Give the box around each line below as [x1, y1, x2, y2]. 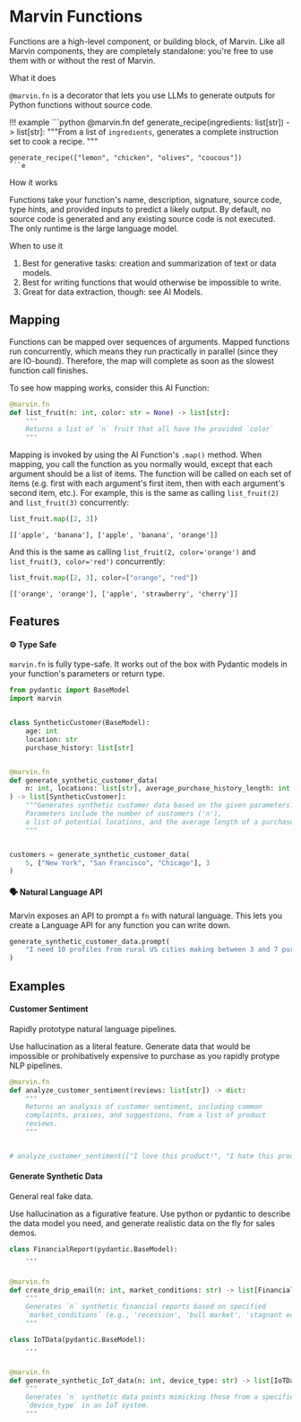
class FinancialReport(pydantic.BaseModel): [9, 1244, 178, 1254]
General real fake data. [9, 1190, 94, 1201]
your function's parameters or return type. [9, 668, 166, 679]
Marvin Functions [9, 6, 143, 27]
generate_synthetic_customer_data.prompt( [9, 937, 170, 946]
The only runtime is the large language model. [9, 223, 179, 234]
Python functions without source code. [9, 99, 153, 110]
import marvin [9, 694, 63, 703]
